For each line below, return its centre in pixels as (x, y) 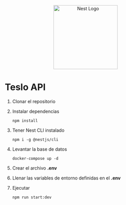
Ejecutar (21, 188)
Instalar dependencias (36, 111)
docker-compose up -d (35, 158)
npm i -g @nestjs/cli (35, 139)
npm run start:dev (32, 197)
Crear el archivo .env (35, 168)
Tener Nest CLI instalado (38, 130)
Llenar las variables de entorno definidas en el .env (66, 178)
